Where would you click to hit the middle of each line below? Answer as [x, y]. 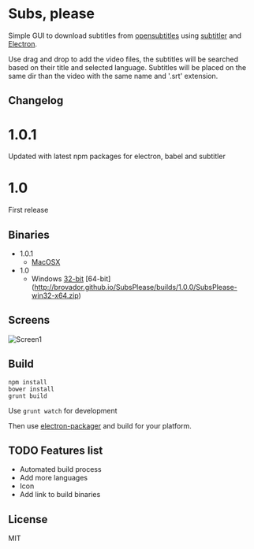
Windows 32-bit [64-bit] [71, 279]
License [28, 519]
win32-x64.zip [55, 295]
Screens [29, 320]
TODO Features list [56, 451]
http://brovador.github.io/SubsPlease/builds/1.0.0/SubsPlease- [136, 287]
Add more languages [54, 478]
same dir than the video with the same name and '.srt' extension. [113, 76]
